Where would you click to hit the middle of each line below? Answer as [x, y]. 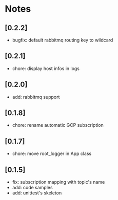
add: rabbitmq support [36, 97]
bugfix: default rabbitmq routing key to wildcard [63, 40]
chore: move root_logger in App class [52, 153]
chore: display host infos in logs [46, 68]
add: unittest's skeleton [37, 193]
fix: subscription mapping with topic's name [58, 182]
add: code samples [32, 188]
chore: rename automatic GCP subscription [58, 125]
